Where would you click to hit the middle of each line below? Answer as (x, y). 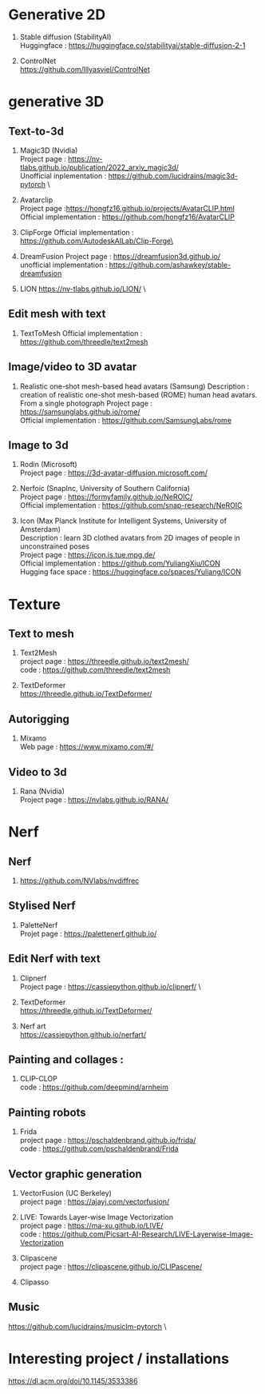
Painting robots (47, 1112)
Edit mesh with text (57, 314)
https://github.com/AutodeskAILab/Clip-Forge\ (97, 241)
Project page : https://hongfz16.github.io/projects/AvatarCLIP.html (127, 208)
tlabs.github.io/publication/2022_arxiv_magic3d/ (99, 167)
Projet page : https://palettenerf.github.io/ (88, 933)
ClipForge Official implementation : (77, 232)
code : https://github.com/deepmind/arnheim (94, 1087)
